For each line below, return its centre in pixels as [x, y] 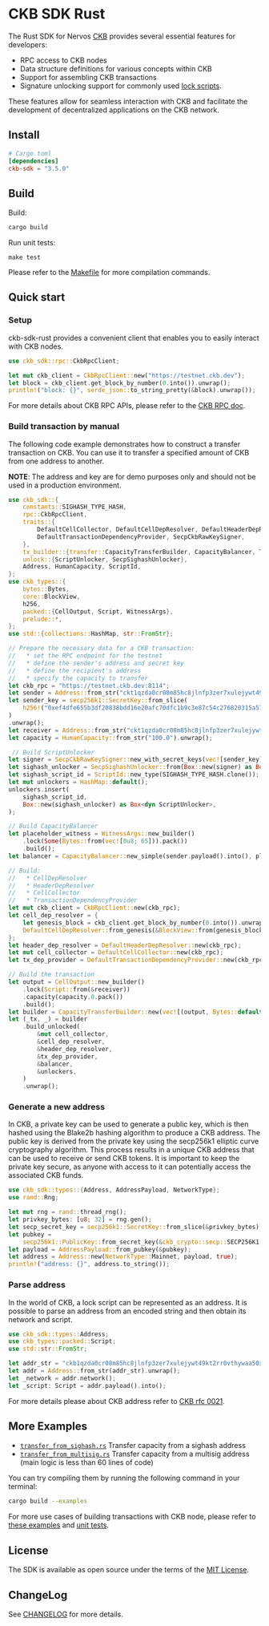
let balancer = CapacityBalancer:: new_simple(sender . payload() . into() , [130, 856]
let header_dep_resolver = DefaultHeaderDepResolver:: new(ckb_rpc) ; [125, 945]
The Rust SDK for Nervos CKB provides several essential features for [122, 36]
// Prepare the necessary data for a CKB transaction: [102, 649]
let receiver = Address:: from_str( [68, 730]
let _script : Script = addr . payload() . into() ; [87, 1385]
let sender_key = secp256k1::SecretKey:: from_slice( [98, 701]
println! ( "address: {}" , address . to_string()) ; [89, 1264]
